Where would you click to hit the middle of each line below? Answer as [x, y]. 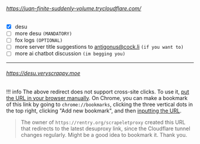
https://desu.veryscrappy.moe [43, 73]
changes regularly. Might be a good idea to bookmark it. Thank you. [104, 134]
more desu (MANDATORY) [43, 33]
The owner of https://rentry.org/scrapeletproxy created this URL [103, 122]
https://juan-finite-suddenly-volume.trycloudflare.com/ [74, 8]
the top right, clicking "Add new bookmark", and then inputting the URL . [94, 111]
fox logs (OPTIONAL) [39, 40]
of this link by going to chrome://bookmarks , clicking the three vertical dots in [100, 104]
